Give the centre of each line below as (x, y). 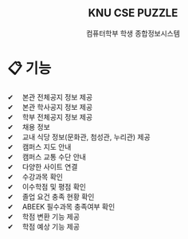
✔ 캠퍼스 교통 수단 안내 (47, 157)
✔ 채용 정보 (29, 127)
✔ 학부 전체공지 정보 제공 (50, 117)
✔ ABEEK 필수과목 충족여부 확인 (61, 206)
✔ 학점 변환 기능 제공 (44, 216)
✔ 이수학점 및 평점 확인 (47, 186)
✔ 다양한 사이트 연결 (43, 167)
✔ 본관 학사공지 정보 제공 (50, 107)
